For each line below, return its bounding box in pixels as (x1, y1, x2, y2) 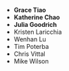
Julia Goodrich (13, 21, 57, 28)
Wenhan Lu (13, 35, 46, 43)
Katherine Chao (13, 13, 60, 21)
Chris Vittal (13, 50, 46, 58)
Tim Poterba (13, 43, 50, 50)
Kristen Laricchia (13, 28, 62, 36)
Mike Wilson (13, 57, 49, 65)
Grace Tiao (13, 6, 46, 14)
